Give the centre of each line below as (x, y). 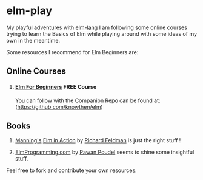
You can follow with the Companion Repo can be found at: (88, 100)
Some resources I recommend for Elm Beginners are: (72, 52)
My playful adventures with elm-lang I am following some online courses (97, 27)
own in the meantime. (33, 40)
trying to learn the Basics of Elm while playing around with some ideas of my (102, 33)
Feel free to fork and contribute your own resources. (72, 170)
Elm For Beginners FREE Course (56, 86)
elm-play (29, 11)
